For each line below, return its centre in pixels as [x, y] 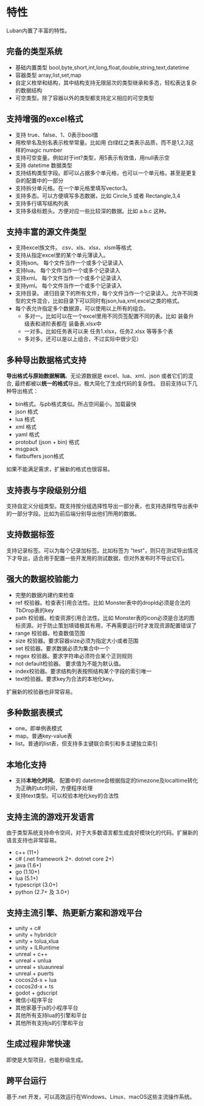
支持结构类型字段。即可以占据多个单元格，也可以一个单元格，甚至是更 [103, 173]
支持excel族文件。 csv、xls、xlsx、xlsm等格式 [73, 248]
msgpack [27, 449]
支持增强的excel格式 [45, 119]
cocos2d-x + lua [36, 980]
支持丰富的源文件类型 [46, 232]
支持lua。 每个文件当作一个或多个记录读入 [68, 270]
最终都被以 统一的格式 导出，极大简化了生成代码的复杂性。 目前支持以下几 [106, 384]
